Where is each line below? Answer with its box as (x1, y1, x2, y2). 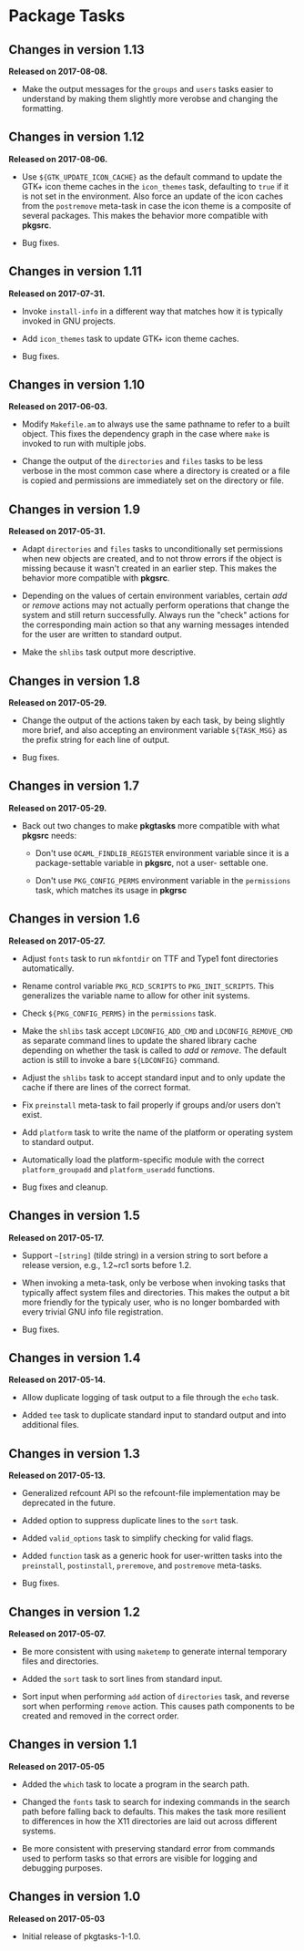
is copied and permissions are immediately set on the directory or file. (21, 475, 284, 486)
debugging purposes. (21, 1862, 104, 1874)
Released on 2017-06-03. (8, 401, 108, 412)
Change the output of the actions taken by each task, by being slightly (21, 715, 286, 726)
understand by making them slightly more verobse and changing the (21, 93, 279, 104)
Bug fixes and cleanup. (21, 1182, 108, 1192)
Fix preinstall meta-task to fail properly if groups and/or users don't (21, 1099, 281, 1110)
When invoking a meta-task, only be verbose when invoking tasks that (21, 1277, 286, 1288)
